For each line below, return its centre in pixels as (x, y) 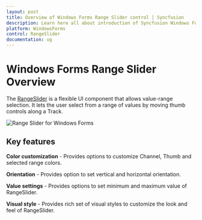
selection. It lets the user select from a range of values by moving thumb (96, 105)
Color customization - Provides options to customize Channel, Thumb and (99, 156)
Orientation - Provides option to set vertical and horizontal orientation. (94, 174)
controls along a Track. (35, 111)
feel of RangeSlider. (31, 210)
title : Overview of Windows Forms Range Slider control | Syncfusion (95, 17)
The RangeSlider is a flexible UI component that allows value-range (90, 98)
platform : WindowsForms (36, 28)
